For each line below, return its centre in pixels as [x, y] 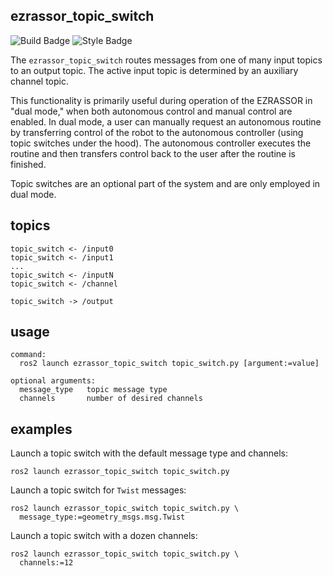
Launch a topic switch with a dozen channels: [104, 536]
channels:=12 [46, 563]
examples [41, 429]
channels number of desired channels [111, 399]
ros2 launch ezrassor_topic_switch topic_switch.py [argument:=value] [169, 364]
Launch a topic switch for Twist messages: [98, 490]
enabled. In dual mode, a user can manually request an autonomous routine [166, 121]
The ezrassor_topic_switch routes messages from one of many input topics [166, 60]
